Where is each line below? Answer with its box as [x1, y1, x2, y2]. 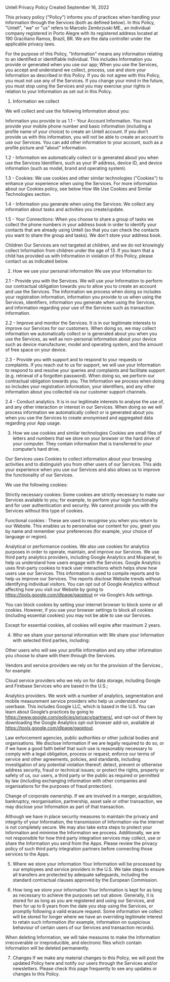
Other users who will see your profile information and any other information [5, 647, 162, 653]
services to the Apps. [5, 851, 50, 857]
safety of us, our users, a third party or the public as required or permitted [5, 773, 159, 778]
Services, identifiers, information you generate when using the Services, [5, 300, 156, 305]
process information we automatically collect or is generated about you [5, 409, 154, 415]
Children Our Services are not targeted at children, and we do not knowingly [5, 242, 164, 248]
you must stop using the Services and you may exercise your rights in [5, 83, 150, 89]
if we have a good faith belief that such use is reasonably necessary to [5, 746, 153, 751]
